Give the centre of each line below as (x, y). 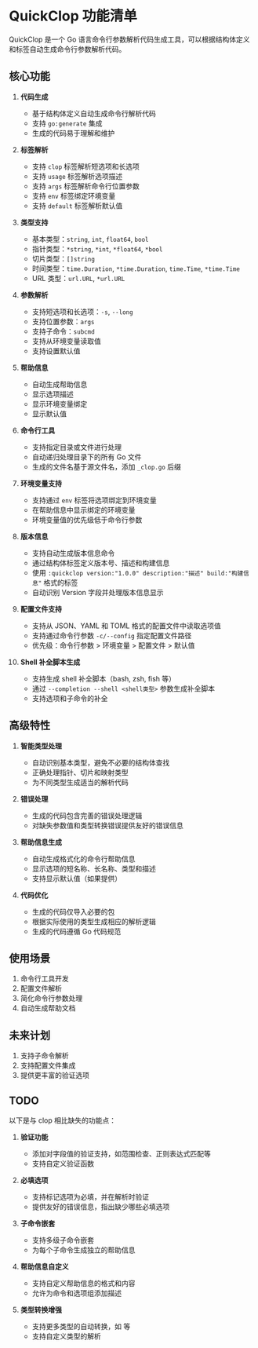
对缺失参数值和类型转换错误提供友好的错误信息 (107, 825)
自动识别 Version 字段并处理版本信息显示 (98, 592)
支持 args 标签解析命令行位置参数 (86, 186)
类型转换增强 (41, 1310)
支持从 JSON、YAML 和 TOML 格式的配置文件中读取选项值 (127, 626)
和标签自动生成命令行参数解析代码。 (67, 49)
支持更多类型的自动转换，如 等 (81, 1326)
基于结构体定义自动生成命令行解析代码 (94, 113)
